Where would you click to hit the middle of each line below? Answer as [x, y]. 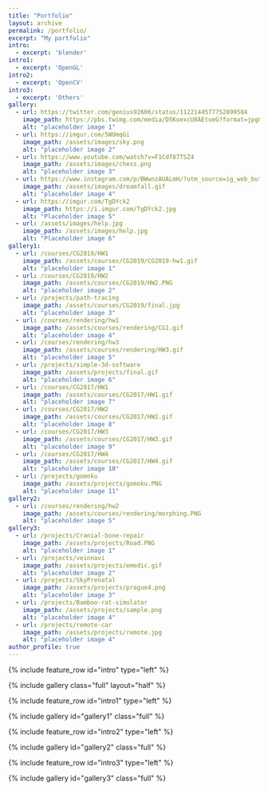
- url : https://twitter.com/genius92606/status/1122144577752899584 [132, 113]
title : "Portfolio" [41, 16]
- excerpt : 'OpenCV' [49, 82]
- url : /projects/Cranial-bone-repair [80, 536]
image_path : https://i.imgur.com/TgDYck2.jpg [100, 209]
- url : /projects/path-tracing [67, 298]
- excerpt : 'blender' [51, 53]
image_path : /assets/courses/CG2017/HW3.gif [98, 439]
